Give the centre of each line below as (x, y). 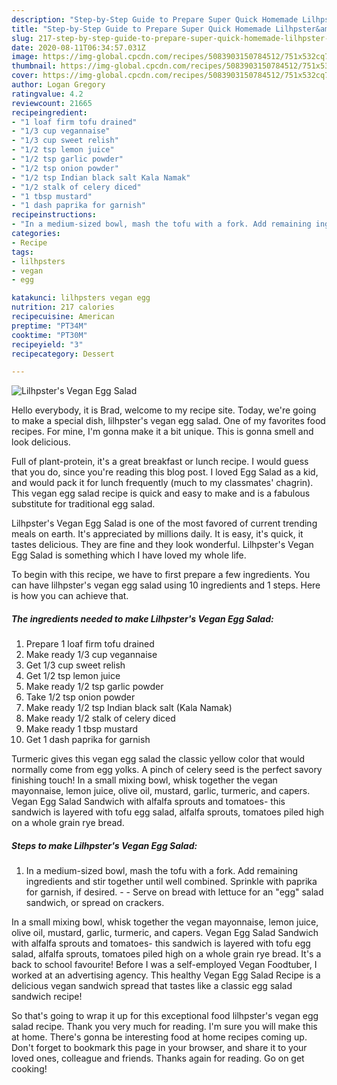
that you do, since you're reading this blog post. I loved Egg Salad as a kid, (165, 472)
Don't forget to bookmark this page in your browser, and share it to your (159, 1048)
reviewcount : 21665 (52, 103)
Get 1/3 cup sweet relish (75, 665)
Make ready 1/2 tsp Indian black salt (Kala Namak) (129, 708)
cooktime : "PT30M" (49, 335)
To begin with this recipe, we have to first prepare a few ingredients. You (161, 575)
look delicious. (41, 442)
